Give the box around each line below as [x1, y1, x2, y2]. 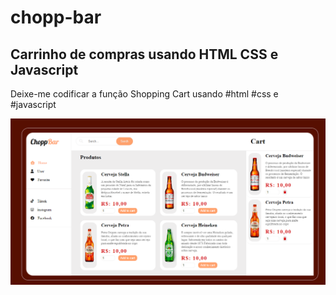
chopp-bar [10, 6, 102, 29]
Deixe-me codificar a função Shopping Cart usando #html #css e [10, 88, 279, 100]
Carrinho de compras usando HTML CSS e [10, 46, 279, 63]
